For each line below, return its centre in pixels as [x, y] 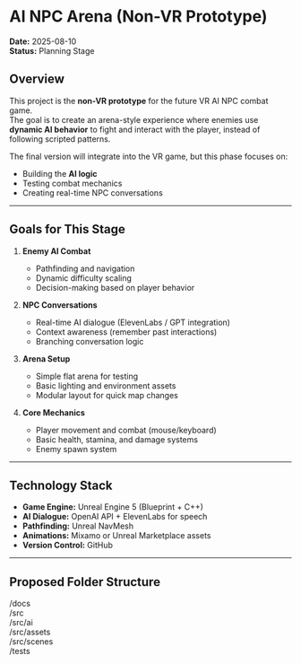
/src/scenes [31, 642]
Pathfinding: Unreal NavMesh [78, 526]
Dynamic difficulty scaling [84, 278]
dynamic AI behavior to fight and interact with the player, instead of [135, 129]
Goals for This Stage [67, 229]
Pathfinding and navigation [85, 268]
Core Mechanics [53, 412]
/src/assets [30, 632]
